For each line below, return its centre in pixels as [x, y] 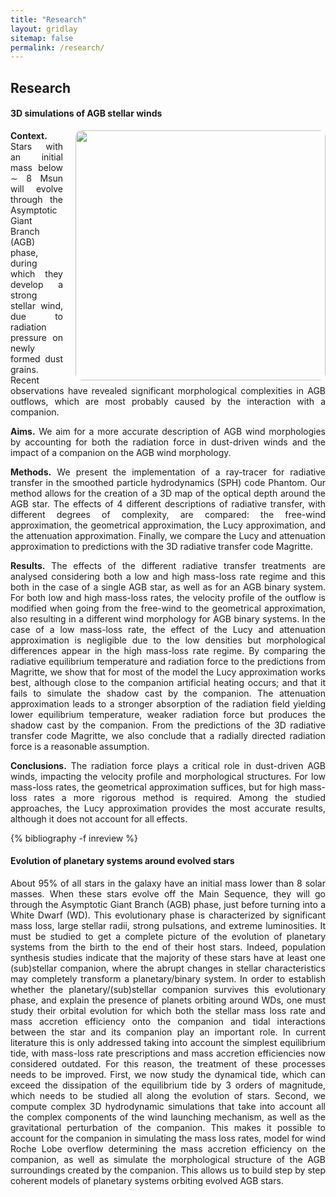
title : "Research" [48, 19]
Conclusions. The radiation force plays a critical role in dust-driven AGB [168, 765]
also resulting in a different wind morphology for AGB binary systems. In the [168, 618]
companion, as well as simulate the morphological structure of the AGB [168, 1160]
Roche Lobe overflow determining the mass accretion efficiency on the [168, 1149]
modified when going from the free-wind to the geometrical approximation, [168, 608]
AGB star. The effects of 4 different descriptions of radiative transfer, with [168, 503]
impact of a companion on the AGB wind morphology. [121, 452]
